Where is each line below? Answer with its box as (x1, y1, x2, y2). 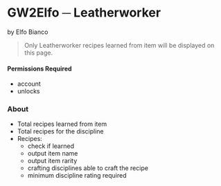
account (17, 80, 42, 88)
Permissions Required (7, 64, 72, 73)
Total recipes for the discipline (17, 127, 104, 136)
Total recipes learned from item (17, 120, 107, 129)
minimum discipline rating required (27, 171, 127, 180)
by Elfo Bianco (7, 28, 48, 36)
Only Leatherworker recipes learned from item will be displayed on (24, 41, 215, 49)
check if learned (27, 142, 75, 150)
